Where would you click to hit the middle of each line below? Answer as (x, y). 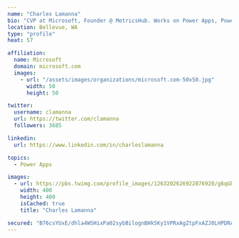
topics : (19, 158)
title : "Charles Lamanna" (59, 210)
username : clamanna (43, 112)
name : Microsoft (38, 60)
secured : (20, 223)
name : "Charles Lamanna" (44, 14)
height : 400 (38, 197)
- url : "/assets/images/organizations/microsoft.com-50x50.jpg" (117, 80)
